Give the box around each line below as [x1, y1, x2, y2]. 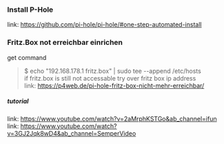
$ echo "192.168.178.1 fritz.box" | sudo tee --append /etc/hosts [23, 67, 201, 75]
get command [7, 53, 47, 61]
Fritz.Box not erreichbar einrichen [7, 38, 123, 48]
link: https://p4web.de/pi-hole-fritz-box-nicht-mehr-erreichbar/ [23, 81, 205, 90]
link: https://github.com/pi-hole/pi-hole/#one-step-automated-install [7, 21, 202, 29]
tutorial [7, 97, 29, 105]
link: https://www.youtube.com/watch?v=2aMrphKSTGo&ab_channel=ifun [7, 114, 217, 123]
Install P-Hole [7, 5, 54, 14]
